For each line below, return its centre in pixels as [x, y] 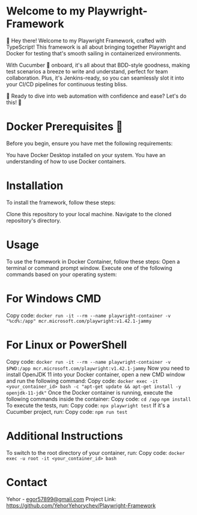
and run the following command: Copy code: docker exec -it [82, 381]
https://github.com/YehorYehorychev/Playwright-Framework [81, 505]
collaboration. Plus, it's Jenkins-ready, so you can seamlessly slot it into [95, 78]
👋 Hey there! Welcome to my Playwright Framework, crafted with [86, 40]
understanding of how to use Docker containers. [66, 161]
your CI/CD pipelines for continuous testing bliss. [67, 84]
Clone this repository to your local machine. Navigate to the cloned [89, 214]
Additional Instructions [65, 436]
